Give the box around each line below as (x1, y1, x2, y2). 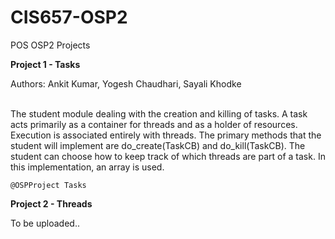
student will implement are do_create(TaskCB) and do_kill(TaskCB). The (10, 139, 306, 151)
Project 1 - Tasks (10, 58, 81, 70)
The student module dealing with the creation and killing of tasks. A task (10, 107, 308, 120)
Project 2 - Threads (10, 197, 93, 210)
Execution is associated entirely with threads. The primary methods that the (10, 129, 322, 141)
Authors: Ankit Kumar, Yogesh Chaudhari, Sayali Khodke (10, 77, 242, 90)
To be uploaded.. (10, 217, 80, 229)
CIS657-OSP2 (10, 6, 128, 29)
